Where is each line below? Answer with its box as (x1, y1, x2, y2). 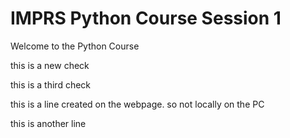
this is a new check (10, 59, 90, 71)
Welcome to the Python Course (10, 40, 140, 52)
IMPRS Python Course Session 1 (10, 7, 282, 30)
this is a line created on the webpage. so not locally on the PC (10, 98, 265, 110)
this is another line (10, 117, 87, 129)
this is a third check (10, 78, 92, 91)
